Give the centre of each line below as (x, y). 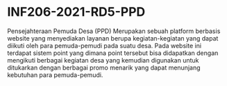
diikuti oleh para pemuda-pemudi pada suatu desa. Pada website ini (104, 45)
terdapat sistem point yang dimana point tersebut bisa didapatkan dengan (113, 53)
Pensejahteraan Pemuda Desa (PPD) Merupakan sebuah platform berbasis (114, 31)
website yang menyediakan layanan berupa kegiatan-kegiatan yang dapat (113, 38)
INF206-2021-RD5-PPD (76, 12)
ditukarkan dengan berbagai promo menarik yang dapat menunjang (104, 67)
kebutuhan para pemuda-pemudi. (55, 75)
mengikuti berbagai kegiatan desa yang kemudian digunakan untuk (103, 60)
